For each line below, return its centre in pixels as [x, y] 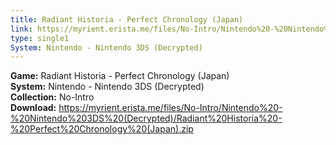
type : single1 [40, 38]
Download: [33, 108]
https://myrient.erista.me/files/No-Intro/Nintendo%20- [170, 108]
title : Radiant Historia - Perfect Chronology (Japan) [127, 19]
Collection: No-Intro [52, 97]
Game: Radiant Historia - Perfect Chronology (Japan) [120, 76]
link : [21, 29]
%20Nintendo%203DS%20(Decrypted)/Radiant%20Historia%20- [146, 118]
